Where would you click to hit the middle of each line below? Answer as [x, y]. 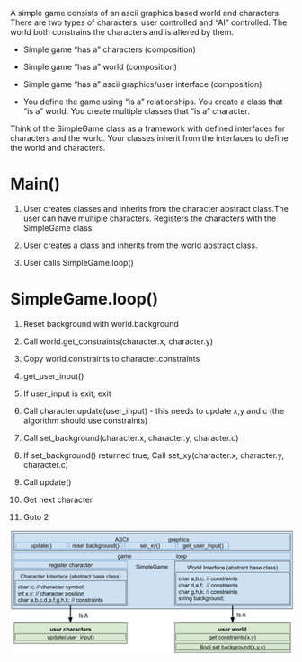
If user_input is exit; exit [67, 393]
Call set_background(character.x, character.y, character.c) [131, 437]
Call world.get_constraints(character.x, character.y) [118, 341]
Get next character [58, 499]
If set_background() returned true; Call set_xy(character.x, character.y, [154, 455]
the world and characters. [58, 148]
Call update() [47, 482]
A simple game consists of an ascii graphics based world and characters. [146, 13]
